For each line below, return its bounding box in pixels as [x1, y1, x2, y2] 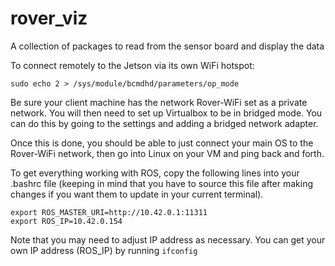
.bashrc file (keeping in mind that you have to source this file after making [10, 177, 314, 189]
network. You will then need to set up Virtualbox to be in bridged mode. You [10, 107, 323, 119]
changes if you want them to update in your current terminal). [10, 188, 264, 200]
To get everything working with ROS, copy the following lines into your [10, 167, 300, 179]
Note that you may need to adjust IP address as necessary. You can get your [10, 233, 326, 246]
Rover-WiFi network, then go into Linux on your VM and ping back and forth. [10, 147, 325, 159]
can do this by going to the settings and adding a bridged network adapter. [10, 117, 319, 129]
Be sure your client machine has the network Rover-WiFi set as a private [10, 96, 308, 108]
